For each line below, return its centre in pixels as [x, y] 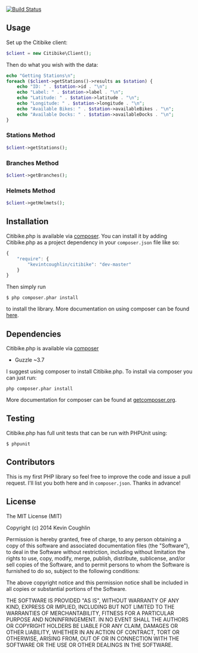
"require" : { [33, 259]
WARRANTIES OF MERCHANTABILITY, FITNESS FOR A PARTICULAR [90, 613]
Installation [27, 222]
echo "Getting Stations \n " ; [41, 76]
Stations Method [31, 135]
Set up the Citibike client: [37, 42]
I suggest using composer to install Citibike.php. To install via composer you [99, 372]
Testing [21, 419]
